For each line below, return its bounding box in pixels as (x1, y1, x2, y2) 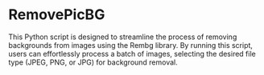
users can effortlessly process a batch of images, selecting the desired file (8, 49, 256, 58)
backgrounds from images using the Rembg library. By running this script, (8, 40, 254, 49)
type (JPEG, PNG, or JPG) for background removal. (8, 57, 179, 67)
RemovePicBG (8, 6, 105, 24)
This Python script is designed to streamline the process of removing (8, 32, 237, 41)
